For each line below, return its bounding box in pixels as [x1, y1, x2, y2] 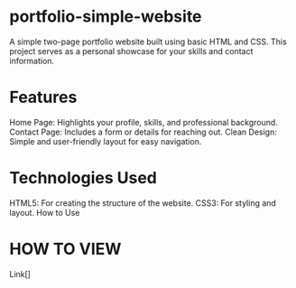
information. [9, 55, 55, 66]
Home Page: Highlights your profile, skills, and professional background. [9, 116, 278, 127]
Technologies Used [9, 168, 158, 189]
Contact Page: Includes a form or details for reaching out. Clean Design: [9, 126, 277, 137]
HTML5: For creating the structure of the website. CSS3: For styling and [9, 197, 277, 209]
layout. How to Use [9, 207, 80, 218]
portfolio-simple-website [9, 6, 202, 27]
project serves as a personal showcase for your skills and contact [9, 45, 254, 56]
